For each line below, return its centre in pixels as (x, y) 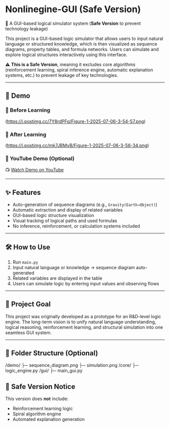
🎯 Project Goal (28, 304)
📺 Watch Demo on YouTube (35, 170)
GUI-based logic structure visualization (53, 216)
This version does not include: (37, 399)
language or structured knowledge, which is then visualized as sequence (81, 44)
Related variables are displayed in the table (57, 278)
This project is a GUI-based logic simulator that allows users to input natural (84, 38)
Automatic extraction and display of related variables (68, 210)
